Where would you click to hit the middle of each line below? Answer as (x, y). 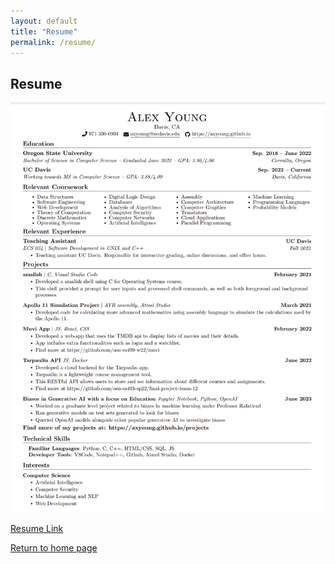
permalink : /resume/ (53, 42)
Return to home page (54, 547)
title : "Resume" (44, 31)
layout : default (44, 21)
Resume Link (37, 528)
